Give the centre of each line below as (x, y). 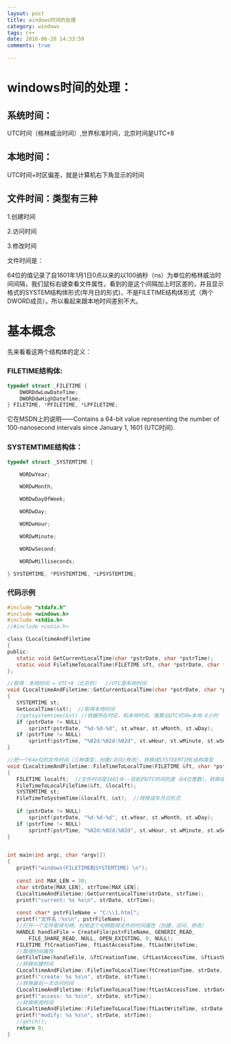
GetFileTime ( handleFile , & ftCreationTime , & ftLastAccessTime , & (110, 958)
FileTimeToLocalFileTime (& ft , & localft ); (76, 786)
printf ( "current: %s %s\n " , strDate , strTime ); (86, 900)
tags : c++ (21, 33)
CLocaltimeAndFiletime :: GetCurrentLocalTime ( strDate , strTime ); (110, 894)
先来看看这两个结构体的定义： (49, 351)
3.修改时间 (22, 246)
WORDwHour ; (35, 524)
